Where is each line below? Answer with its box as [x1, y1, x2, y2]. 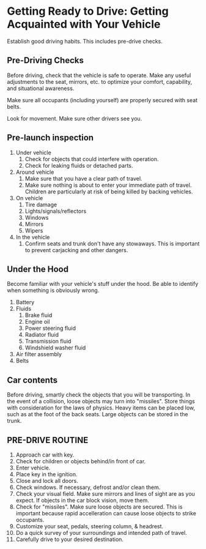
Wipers [24, 226, 43, 234]
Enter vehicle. [15, 464, 51, 471]
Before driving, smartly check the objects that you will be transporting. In [7, 391, 191, 398]
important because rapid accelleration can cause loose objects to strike [15, 510, 196, 517]
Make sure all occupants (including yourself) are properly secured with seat [7, 96, 198, 103]
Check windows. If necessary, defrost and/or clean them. [15, 484, 161, 491]
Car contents [7, 375, 57, 385]
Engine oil [24, 318, 50, 326]
